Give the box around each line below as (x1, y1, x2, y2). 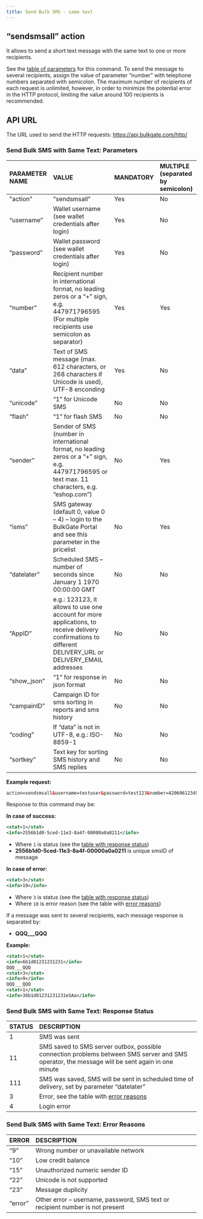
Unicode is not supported (35, 1175, 108, 1184)
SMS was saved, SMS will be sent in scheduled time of (39, 1075, 195, 1084)
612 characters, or (53, 362, 106, 370)
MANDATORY (114, 173, 154, 181)
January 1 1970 (53, 578, 100, 586)
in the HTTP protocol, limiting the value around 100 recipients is (6, 91, 164, 99)
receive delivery (53, 625, 98, 633)
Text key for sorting (53, 748, 109, 756)
